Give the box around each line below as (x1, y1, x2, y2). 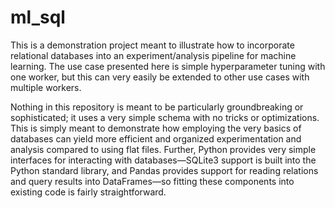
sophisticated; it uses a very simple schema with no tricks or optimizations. (10, 111, 320, 123)
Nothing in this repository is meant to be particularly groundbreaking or (10, 101, 304, 113)
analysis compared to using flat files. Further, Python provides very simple (10, 143, 317, 155)
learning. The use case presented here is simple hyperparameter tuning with (10, 60, 326, 72)
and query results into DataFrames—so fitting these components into (10, 175, 295, 187)
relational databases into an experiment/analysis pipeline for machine (10, 49, 297, 61)
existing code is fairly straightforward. (10, 186, 167, 198)
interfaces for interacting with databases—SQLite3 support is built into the (10, 154, 317, 166)
